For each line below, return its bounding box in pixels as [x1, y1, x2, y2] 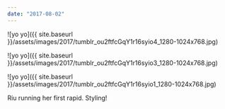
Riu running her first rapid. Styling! [7, 93, 108, 102]
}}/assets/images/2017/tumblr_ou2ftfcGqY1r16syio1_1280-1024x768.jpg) [7, 79, 217, 88]
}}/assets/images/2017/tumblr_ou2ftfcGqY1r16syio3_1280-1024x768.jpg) [7, 58, 218, 67]
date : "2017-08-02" [7, 10, 65, 18]
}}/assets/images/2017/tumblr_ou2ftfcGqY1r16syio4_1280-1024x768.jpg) [7, 37, 218, 46]
